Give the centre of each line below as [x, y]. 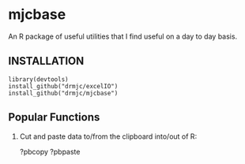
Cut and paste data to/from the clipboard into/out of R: [108, 136]
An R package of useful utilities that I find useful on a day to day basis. [123, 36]
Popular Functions [54, 117]
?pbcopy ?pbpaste [50, 151]
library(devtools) [38, 79]
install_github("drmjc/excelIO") [63, 86]
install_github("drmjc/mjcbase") [63, 93]
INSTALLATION [46, 61]
